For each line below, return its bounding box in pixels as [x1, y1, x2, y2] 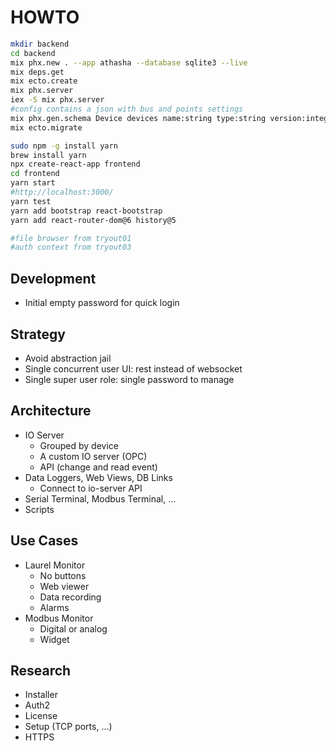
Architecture [10, 402, 92, 420]
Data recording [39, 591, 102, 603]
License [24, 710, 58, 722]
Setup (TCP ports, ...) [24, 721, 113, 733]
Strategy [10, 326, 66, 343]
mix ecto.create [10, 76, 78, 86]
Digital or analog [39, 622, 108, 635]
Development [10, 270, 97, 287]
